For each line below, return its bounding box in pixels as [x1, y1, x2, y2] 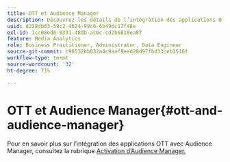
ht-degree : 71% [7, 67, 51, 74]
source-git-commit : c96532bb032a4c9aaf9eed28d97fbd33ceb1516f [7, 49, 188, 55]
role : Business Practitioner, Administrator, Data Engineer [7, 42, 183, 49]
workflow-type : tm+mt [7, 55, 69, 62]
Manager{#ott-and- [107, 103, 223, 118]
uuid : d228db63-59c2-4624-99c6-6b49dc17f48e [7, 23, 136, 29]
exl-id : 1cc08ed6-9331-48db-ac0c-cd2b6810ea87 [7, 29, 142, 36]
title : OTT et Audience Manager [7, 10, 99, 17]
